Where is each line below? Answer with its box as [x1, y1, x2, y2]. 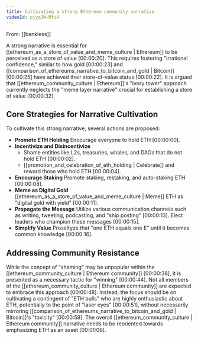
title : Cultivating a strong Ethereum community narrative [6, 8, 155, 15]
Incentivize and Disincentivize [14, 143, 90, 150]
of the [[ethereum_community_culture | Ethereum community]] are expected [6, 282, 191, 290]
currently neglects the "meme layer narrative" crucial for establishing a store [6, 86, 193, 93]
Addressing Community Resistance [6, 248, 140, 258]
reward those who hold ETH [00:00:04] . [23, 168, 121, 175]
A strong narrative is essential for [6, 42, 87, 49]
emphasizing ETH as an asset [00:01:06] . [6, 327, 106, 334]
